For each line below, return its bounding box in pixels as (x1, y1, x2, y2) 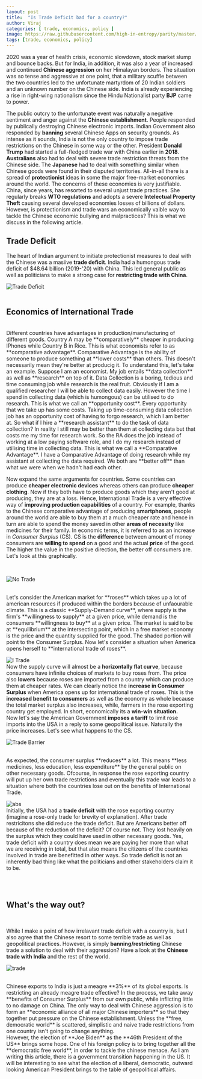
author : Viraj (6, 20, 42, 26)
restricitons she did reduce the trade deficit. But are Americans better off (6, 819, 187, 827)
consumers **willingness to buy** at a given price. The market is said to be (6, 619, 193, 627)
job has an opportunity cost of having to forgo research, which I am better (6, 412, 189, 419)
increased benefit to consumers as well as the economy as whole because (6, 695, 194, 702)
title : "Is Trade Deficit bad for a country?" (6, 14, 128, 20)
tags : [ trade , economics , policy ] (6, 37, 93, 43)
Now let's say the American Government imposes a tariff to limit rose (6, 714, 179, 721)
